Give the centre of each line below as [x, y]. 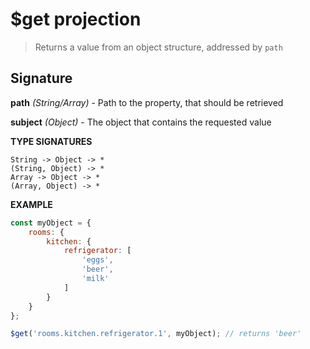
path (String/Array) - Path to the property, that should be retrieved [147, 102]
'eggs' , [97, 260]
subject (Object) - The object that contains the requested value [141, 122]
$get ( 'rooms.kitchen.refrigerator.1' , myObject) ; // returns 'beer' [156, 334]
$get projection [76, 19]
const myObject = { [51, 223]
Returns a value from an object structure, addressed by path [158, 47]
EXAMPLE [31, 204]
